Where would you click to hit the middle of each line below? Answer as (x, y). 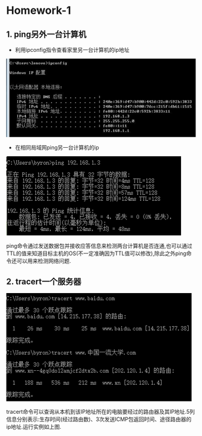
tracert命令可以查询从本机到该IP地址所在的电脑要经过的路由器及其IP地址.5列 (101, 412)
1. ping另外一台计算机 (46, 34)
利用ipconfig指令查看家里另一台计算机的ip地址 (72, 50)
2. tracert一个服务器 (44, 282)
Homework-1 (39, 11)
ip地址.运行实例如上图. (34, 427)
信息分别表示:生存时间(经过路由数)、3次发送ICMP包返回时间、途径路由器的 (99, 419)
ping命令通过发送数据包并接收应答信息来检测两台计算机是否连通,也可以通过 (99, 245)
